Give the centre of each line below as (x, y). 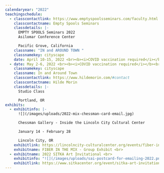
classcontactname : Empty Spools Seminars (56, 23)
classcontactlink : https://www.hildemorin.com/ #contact (72, 78)
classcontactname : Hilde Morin (46, 82)
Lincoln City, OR (36, 140)
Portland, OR (31, 100)
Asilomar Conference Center (47, 37)
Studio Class (31, 91)
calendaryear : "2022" (27, 10)
